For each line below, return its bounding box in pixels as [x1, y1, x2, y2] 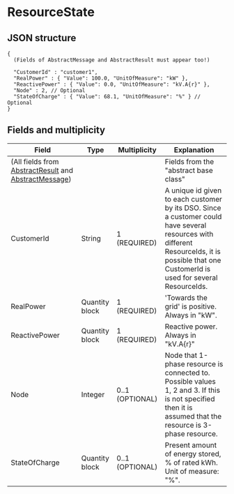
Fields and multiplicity [7, 124, 106, 136]
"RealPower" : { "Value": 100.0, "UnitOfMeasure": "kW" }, [13, 75, 189, 82]
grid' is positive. [164, 301, 217, 311]
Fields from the [164, 156, 214, 166]
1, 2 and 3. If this [164, 385, 221, 395]
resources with [164, 229, 214, 239]
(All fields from [10, 156, 59, 166]
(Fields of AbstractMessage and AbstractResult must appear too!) [13, 57, 210, 63]
